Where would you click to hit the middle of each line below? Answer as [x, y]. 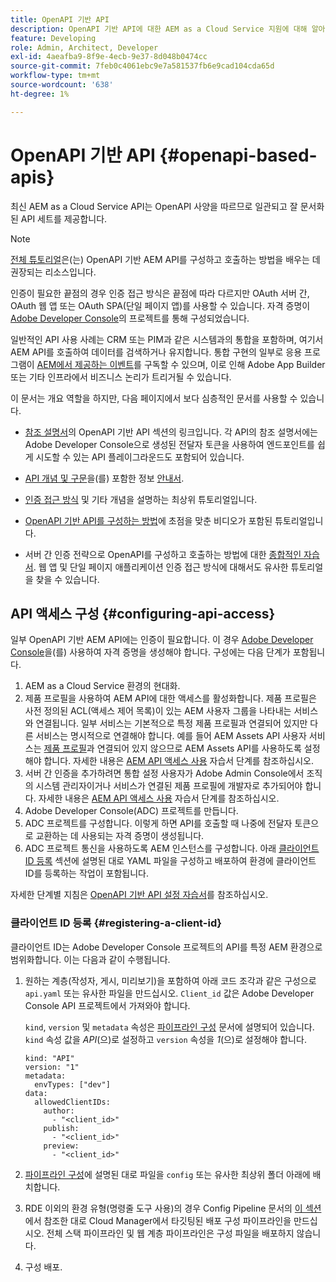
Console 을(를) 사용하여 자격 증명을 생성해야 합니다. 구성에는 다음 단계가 [150, 652]
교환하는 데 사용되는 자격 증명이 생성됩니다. [120, 836]
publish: [61, 1128]
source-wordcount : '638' [62, 85]
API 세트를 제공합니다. [64, 218]
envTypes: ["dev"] [72, 1084]
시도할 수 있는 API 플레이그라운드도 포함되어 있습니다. [140, 457]
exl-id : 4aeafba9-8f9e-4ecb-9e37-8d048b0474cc [109, 57]
